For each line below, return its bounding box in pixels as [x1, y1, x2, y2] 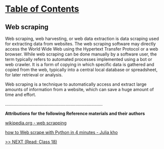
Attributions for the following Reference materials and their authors [5, 111, 145, 116]
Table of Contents [5, 3, 79, 15]
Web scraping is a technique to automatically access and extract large [5, 81, 147, 87]
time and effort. [5, 92, 37, 97]
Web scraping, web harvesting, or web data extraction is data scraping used [5, 36, 159, 41]
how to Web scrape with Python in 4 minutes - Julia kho [5, 130, 118, 135]
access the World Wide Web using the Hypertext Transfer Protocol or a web [5, 46, 158, 52]
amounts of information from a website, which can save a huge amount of [5, 87, 154, 92]
